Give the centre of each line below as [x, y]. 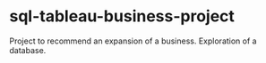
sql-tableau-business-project [122, 16]
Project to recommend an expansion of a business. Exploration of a [133, 41]
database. [28, 50]
